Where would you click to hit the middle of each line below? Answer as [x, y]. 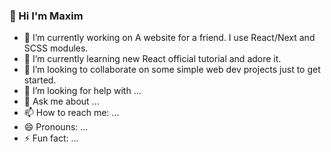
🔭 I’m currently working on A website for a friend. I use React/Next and [169, 38]
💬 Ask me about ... [61, 101]
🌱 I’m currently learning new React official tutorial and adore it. [152, 59]
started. [40, 80]
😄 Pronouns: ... [56, 127]
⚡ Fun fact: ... [51, 138]
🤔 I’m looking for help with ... [82, 91]
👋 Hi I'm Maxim [46, 16]
